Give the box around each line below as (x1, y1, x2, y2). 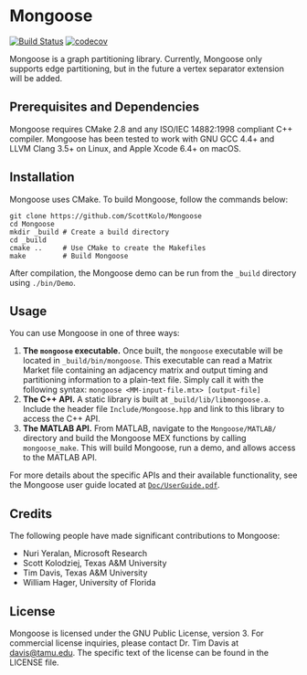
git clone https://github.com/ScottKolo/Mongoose (9, 211, 203, 220)
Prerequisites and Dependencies (9, 100, 200, 115)
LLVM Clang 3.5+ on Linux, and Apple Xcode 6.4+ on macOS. (9, 142, 242, 153)
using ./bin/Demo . (9, 277, 76, 288)
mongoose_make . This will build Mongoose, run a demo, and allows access (22, 442, 296, 453)
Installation (9, 170, 75, 185)
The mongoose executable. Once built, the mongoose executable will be (22, 345, 283, 356)
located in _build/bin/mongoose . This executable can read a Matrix (22, 355, 272, 366)
